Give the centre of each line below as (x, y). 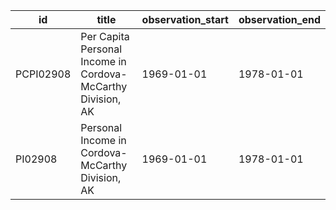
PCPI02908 (43, 74)
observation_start (185, 19)
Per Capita (105, 36)
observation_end (279, 19)
